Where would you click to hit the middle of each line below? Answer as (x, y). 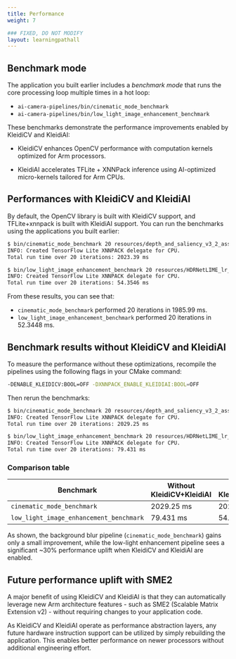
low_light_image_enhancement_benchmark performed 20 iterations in (114, 318)
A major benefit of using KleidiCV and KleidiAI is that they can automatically (117, 597)
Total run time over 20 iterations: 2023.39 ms (78, 257)
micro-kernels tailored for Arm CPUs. (71, 177)
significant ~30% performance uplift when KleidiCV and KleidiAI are (105, 551)
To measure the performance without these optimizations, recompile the (112, 364)
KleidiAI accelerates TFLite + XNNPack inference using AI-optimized (117, 170)
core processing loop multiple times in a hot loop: (79, 93)
